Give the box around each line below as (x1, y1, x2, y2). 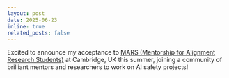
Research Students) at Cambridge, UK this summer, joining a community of (7, 56, 223, 64)
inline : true (7, 23, 45, 30)
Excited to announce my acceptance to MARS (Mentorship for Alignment (7, 48, 216, 57)
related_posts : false (7, 29, 70, 37)
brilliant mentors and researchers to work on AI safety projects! (7, 63, 189, 71)
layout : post (7, 10, 45, 17)
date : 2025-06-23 (7, 17, 58, 23)
